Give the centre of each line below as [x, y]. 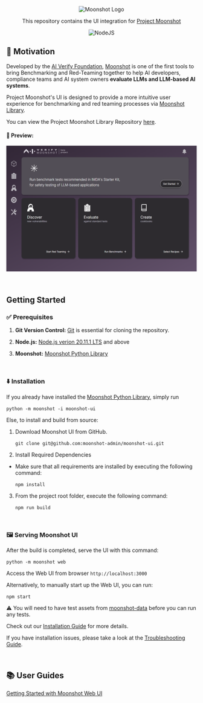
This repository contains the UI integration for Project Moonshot [101, 21]
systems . [18, 85]
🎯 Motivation [31, 52]
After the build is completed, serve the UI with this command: [82, 550]
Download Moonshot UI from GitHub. [61, 431]
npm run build [33, 507]
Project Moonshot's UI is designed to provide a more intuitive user [89, 97]
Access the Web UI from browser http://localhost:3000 [77, 573]
